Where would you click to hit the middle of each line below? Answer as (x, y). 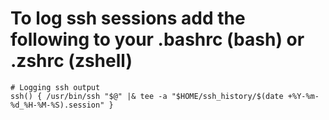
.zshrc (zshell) (71, 61)
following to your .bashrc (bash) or (157, 39)
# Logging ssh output (55, 87)
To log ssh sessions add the (128, 18)
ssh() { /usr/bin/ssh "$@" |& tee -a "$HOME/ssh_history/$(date (147, 96)
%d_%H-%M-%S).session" (57, 105)
